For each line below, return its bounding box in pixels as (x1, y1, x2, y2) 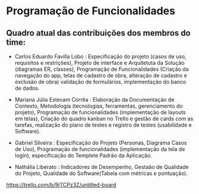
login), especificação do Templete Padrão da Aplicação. (14, 152, 153, 159)
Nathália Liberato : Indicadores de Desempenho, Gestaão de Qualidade (14, 164, 189, 170)
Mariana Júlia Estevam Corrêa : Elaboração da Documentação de (14, 96, 175, 103)
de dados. (14, 85, 40, 92)
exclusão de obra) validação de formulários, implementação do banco (14, 79, 187, 85)
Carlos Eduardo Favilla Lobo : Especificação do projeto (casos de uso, (14, 53, 187, 60)
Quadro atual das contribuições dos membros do (6, 28, 191, 38)
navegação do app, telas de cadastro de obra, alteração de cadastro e (14, 72, 187, 79)
